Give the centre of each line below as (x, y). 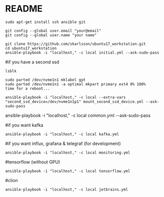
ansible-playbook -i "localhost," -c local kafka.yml (62, 134)
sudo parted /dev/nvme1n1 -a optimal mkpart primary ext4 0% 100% (76, 84)
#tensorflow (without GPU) (33, 162)
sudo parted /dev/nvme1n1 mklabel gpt (45, 80)
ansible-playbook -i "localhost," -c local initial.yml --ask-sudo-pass (82, 52)
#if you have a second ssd (32, 62)
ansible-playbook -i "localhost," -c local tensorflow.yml (68, 171)
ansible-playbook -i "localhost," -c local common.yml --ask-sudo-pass (78, 115)
